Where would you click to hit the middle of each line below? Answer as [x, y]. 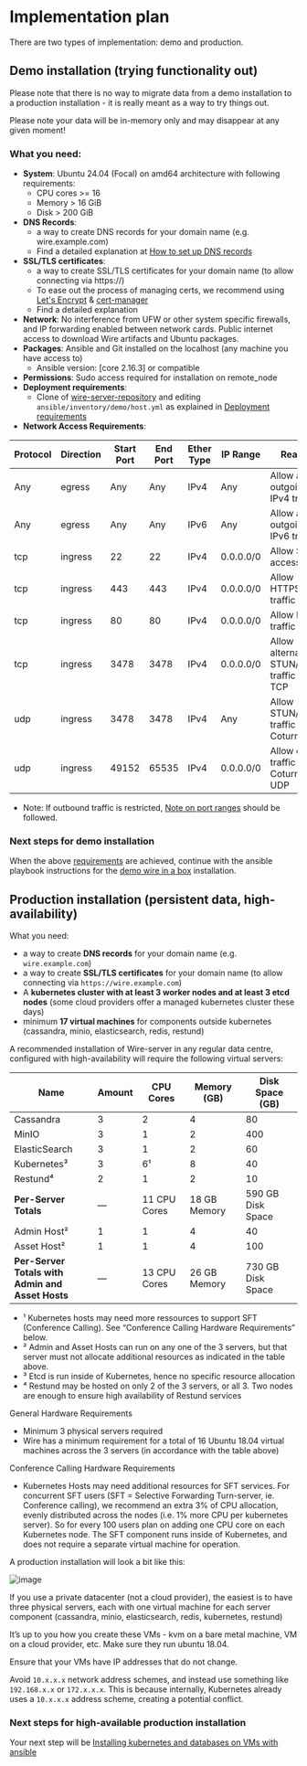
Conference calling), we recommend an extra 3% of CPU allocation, [150, 1505]
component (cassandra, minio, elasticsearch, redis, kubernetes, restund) [146, 1617]
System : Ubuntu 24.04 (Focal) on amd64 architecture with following [151, 174]
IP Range [241, 454]
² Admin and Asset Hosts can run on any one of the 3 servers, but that [155, 1347]
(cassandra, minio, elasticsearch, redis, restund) [113, 1031]
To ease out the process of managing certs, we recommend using [160, 291]
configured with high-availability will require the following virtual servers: [146, 1059]
